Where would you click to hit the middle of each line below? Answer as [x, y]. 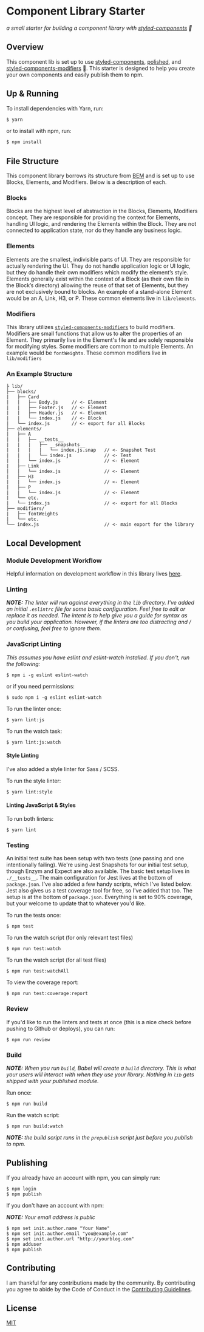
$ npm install [24, 142]
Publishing [27, 1163]
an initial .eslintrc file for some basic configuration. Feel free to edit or [96, 609]
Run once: [19, 1092]
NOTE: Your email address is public [51, 1217]
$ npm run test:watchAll [38, 971]
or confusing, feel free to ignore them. [54, 628]
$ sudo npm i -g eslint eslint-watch [54, 697]
